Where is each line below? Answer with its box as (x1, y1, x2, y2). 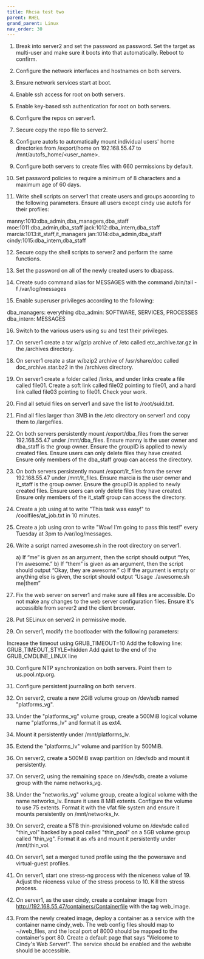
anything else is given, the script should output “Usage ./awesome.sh (15, 573, 190, 581)
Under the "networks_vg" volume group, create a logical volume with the (15, 791, 198, 798)
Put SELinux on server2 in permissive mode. (15, 616, 127, 624)
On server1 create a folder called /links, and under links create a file (15, 375, 185, 383)
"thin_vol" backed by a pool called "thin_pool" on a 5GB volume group (15, 829, 191, 836)
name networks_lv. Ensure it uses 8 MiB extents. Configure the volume (15, 798, 193, 805)
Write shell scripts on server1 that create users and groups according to (15, 193, 195, 200)
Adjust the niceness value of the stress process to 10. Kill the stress (15, 878, 185, 885)
